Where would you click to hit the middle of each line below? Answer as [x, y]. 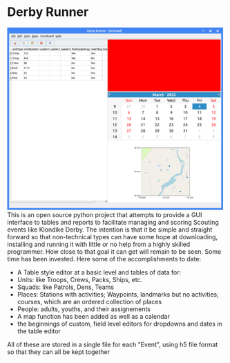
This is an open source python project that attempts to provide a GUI [105, 215]
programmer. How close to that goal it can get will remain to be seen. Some [114, 252]
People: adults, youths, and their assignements [84, 309]
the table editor [39, 331]
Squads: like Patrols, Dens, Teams [65, 287]
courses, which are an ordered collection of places [89, 302]
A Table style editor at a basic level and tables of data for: [99, 272]
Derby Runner [48, 12]
